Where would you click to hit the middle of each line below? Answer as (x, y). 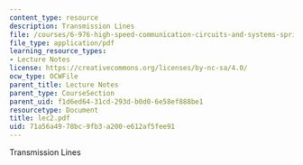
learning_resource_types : (58, 51)
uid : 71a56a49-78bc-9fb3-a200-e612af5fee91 (92, 127)
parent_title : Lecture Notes (64, 85)
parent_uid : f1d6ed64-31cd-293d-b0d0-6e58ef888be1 (106, 101)
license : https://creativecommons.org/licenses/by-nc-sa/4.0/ (129, 69)
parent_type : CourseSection (62, 93)
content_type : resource (54, 18)
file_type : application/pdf (62, 43)
